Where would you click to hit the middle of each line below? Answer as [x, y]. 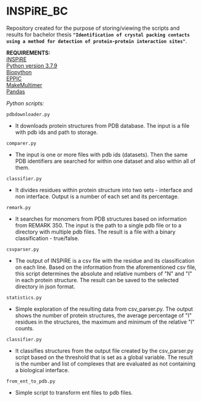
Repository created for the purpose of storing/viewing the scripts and [93, 28]
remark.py [19, 207]
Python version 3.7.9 [32, 66]
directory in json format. [45, 286]
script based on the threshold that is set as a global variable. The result [104, 357]
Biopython [19, 72]
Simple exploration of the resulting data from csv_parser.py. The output [104, 309]
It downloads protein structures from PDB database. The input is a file [102, 125]
